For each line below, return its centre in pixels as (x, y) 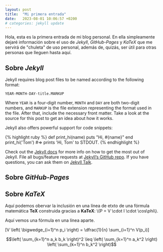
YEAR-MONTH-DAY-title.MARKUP (35, 94)
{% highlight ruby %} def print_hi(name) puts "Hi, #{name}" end (69, 137)
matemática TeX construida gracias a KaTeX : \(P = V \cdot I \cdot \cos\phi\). (82, 211)
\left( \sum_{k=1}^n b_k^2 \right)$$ (82, 245)
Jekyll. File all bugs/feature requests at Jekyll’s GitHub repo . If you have (77, 157)
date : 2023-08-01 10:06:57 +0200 (41, 19)
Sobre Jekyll (24, 68)
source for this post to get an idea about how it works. (59, 118)
